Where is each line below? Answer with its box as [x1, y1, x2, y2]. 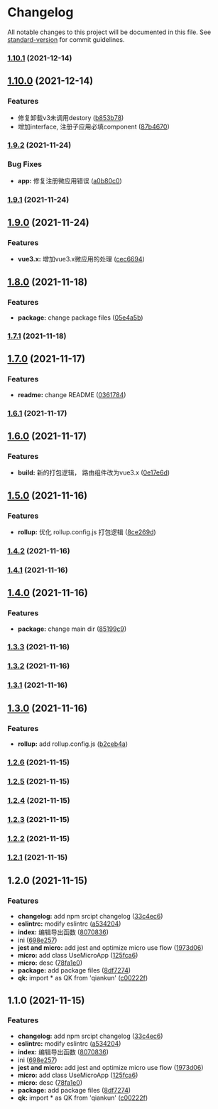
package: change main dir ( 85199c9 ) [17, 624, 127, 633]
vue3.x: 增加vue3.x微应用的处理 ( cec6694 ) [17, 255, 146, 264]
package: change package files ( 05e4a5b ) [17, 313, 143, 322]
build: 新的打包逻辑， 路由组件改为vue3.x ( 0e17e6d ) [17, 468, 170, 477]
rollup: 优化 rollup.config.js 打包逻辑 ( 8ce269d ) [17, 527, 156, 536]
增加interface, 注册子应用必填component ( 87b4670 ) [17, 122, 170, 131]
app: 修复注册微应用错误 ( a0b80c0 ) [17, 176, 122, 185]
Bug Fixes [7, 159, 43, 169]
